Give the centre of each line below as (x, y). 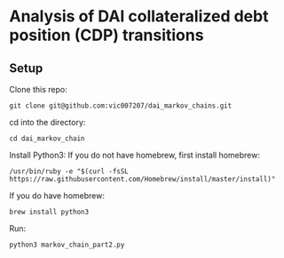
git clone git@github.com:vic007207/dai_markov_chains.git (121, 106)
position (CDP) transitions (106, 35)
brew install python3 (49, 212)
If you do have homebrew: (57, 196)
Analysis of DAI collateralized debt (139, 16)
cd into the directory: (47, 122)
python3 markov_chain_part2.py (67, 245)
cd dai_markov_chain (47, 139)
